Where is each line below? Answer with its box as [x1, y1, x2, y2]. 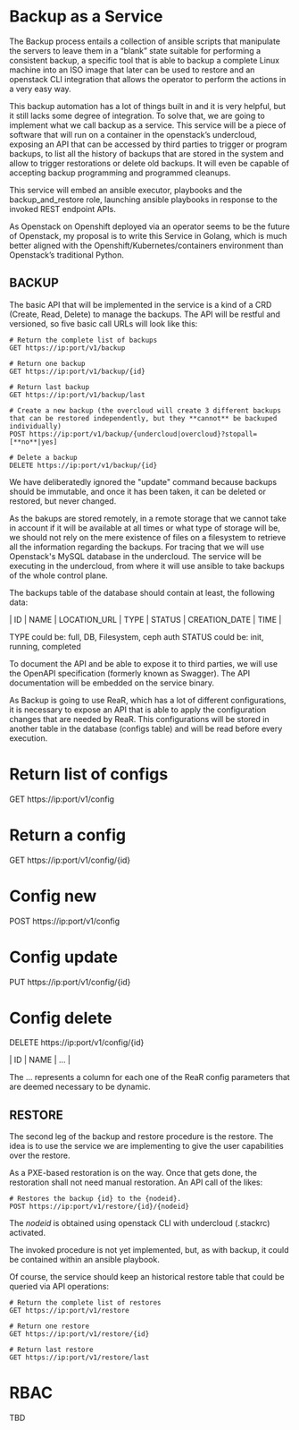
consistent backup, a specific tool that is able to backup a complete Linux [9, 55, 279, 65]
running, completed [9, 641, 82, 651]
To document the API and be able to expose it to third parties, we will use [9, 658, 278, 668]
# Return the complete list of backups [9, 336, 158, 345]
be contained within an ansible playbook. [9, 1255, 161, 1265]
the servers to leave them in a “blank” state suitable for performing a [9, 45, 262, 55]
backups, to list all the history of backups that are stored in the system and [9, 148, 284, 158]
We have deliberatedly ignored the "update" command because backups [9, 476, 278, 487]
